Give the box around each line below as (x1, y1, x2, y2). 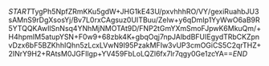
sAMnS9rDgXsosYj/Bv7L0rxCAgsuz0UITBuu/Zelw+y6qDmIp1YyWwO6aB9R (8, 15, 261, 25)
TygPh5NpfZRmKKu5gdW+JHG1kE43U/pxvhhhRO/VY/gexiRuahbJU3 (31, 7, 259, 16)
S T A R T (8, 7, 31, 16)
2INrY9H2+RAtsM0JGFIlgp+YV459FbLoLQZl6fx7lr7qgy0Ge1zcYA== (8, 49, 233, 58)
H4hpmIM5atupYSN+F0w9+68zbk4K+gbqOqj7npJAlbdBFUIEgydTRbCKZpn (8, 32, 260, 41)
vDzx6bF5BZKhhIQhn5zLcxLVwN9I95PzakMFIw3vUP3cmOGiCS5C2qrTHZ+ (8, 41, 262, 50)
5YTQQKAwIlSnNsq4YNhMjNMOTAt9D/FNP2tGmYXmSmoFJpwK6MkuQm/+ (8, 24, 262, 33)
